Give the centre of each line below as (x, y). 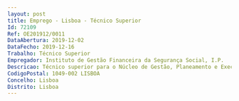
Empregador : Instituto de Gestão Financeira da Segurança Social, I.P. (116, 60)
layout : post (27, 14)
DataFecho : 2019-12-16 (41, 47)
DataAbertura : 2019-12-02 (46, 41)
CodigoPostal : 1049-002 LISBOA (54, 73)
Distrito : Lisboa (33, 87)
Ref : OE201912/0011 (36, 34)
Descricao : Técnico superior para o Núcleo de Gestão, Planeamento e (113, 67)
